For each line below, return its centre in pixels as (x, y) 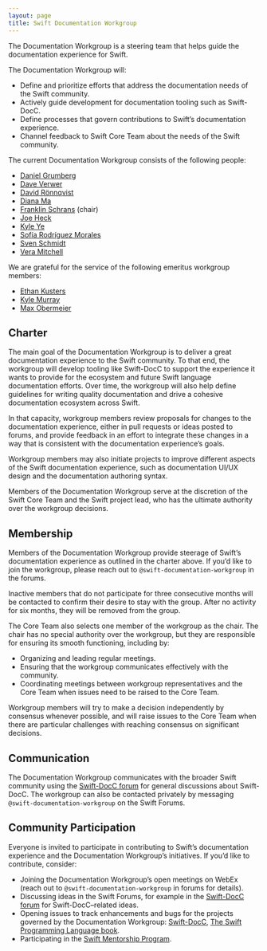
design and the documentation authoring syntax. (88, 476)
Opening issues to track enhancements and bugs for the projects (126, 913)
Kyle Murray (40, 299)
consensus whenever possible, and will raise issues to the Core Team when (132, 716)
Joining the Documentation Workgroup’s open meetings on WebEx (129, 879)
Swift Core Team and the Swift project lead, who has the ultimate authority (130, 500)
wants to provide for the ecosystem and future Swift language (110, 377)
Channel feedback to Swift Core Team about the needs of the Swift (130, 136)
